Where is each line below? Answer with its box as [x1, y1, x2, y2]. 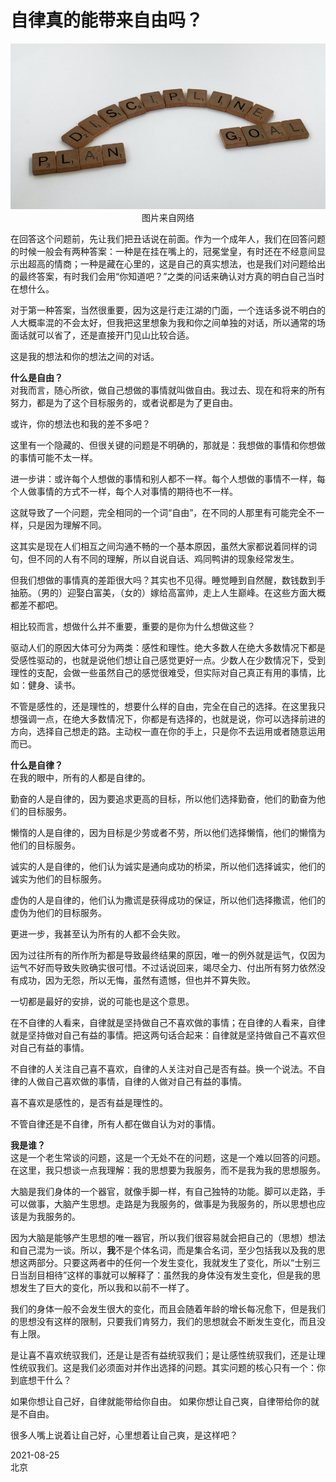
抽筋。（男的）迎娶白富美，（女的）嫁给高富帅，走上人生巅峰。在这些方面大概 [10, 586, 326, 598]
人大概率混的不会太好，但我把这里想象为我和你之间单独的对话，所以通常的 [10, 316, 317, 328]
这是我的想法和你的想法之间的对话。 [10, 350, 160, 362]
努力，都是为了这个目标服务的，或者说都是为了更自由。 [10, 396, 238, 408]
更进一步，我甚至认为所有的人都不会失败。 [10, 927, 186, 940]
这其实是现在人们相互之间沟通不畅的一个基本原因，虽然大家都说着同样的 [10, 540, 308, 552]
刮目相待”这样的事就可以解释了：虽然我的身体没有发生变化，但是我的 [27, 1269, 313, 1281]
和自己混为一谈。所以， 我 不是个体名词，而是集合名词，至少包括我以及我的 [10, 1244, 317, 1256]
